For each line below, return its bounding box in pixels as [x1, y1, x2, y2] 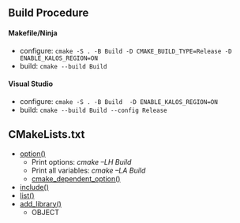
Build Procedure [8, 6, 89, 20]
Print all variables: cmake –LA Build [31, 165, 146, 175]
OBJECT [31, 207, 60, 217]
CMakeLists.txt [8, 128, 85, 141]
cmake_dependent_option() [31, 173, 121, 184]
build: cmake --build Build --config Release [19, 105, 167, 114]
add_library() [19, 199, 62, 208]
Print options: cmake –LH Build [31, 157, 132, 166]
